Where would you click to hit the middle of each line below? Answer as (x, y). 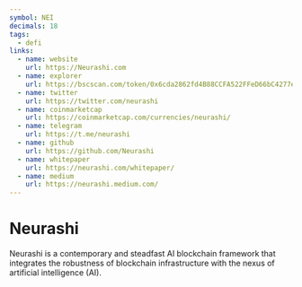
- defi (30, 43)
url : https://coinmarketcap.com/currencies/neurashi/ (128, 117)
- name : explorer (50, 76)
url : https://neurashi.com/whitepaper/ (100, 168)
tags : (19, 34)
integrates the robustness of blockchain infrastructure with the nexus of (142, 263)
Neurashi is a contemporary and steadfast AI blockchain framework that (142, 254)
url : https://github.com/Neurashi (90, 151)
